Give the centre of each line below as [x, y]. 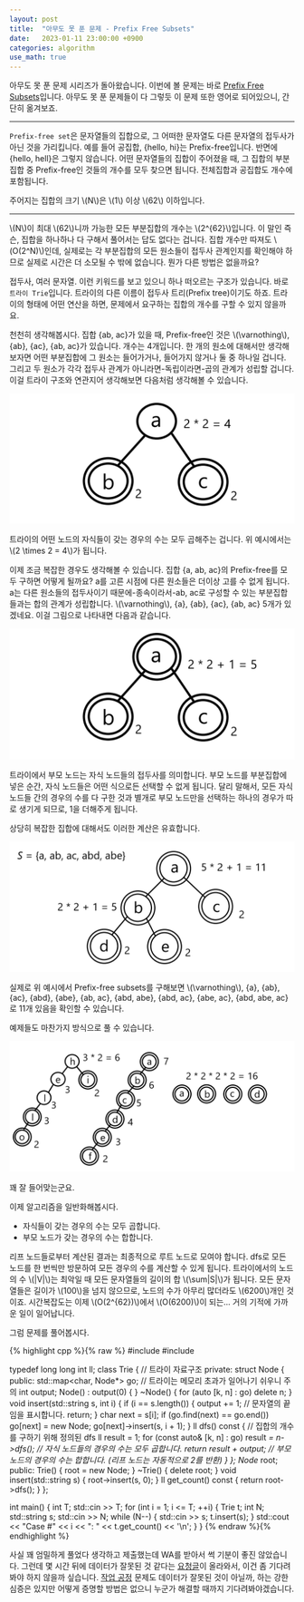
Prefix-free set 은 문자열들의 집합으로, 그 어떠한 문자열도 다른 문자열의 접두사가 [152, 136]
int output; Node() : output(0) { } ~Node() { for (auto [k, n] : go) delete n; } [155, 1392]
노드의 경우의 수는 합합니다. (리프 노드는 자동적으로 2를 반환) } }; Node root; [144, 1460]
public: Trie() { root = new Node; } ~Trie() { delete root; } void [123, 1470]
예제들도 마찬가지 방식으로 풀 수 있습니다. [82, 1028]
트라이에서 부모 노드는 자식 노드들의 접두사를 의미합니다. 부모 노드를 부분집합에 [148, 774]
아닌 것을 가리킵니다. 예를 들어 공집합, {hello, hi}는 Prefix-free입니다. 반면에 [144, 147]
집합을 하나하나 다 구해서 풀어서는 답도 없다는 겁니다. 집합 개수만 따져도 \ [149, 239]
